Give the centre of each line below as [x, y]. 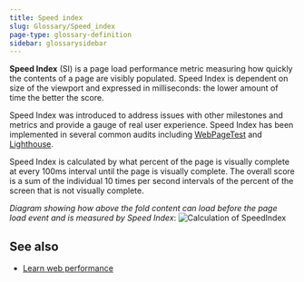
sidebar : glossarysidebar [58, 43]
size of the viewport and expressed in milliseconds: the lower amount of [144, 88]
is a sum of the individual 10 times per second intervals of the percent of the [152, 181]
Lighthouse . [32, 144]
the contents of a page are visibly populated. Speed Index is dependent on [149, 79]
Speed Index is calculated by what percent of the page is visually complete [150, 162]
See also [34, 246]
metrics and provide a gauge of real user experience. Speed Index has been [152, 125]
